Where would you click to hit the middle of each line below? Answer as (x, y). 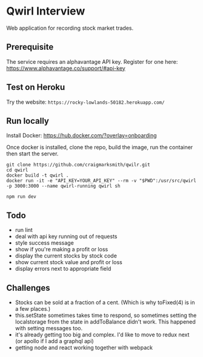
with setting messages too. (49, 328)
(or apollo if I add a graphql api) (54, 341)
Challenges (28, 287)
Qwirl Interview (46, 11)
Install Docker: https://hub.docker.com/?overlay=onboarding (82, 135)
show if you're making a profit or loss (62, 250)
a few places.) (33, 309)
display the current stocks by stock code (66, 256)
